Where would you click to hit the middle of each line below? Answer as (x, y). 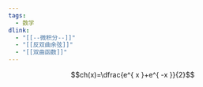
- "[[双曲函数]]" (41, 52)
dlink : (19, 30)
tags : (17, 15)
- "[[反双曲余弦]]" (44, 45)
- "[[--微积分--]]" (45, 38)
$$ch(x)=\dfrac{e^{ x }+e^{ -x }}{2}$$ (133, 75)
